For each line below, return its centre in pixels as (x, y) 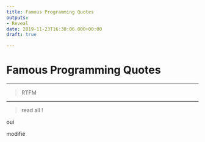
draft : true (21, 35)
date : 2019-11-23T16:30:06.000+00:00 (54, 29)
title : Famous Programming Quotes (50, 12)
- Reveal (17, 23)
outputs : (17, 18)
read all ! (32, 110)
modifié (16, 134)
